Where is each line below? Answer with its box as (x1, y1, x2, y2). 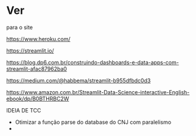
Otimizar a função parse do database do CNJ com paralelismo (15, 118, 172, 126)
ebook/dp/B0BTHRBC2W (6, 95, 69, 102)
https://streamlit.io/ (6, 47, 55, 54)
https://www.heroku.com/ (6, 35, 71, 42)
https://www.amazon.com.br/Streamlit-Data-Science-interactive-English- (6, 88, 190, 96)
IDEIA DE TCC (6, 106, 41, 114)
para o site (6, 24, 33, 31)
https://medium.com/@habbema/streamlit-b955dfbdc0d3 (6, 77, 151, 84)
